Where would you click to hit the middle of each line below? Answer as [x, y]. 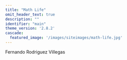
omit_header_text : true [30, 14]
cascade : [14, 33]
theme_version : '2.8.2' [30, 28]
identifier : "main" [26, 24]
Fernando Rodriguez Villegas [35, 52]
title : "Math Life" [26, 10]
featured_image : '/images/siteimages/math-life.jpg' [66, 38]
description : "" [22, 19]
